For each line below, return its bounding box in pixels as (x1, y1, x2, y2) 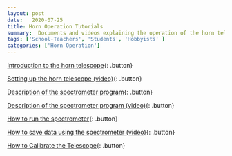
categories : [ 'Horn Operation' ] (7, 42, 100, 49)
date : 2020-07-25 (7, 17, 64, 23)
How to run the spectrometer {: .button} (7, 115, 119, 123)
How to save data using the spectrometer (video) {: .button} (7, 128, 175, 136)
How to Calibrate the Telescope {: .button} (7, 142, 126, 149)
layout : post (7, 10, 45, 17)
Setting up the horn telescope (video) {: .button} (7, 75, 143, 83)
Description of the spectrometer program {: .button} (7, 88, 153, 96)
